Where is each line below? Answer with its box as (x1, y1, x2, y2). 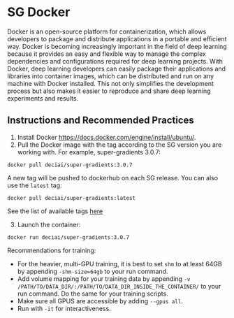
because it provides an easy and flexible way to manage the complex (7, 50, 206, 58)
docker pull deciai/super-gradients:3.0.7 (7, 161, 133, 168)
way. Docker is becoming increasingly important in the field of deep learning (7, 42, 227, 50)
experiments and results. (7, 94, 79, 102)
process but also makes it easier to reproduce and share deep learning (7, 87, 211, 95)
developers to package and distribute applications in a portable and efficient (7, 34, 227, 43)
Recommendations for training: (7, 246, 96, 254)
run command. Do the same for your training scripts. (17, 289, 169, 298)
